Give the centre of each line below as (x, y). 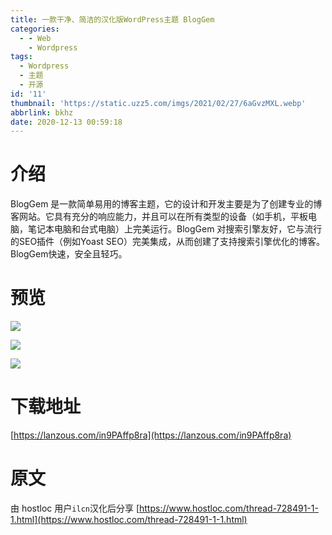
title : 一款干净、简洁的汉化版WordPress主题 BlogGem (112, 19)
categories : (35, 29)
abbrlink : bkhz (42, 112)
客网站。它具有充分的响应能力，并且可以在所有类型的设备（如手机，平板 (159, 217)
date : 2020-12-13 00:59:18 (66, 122)
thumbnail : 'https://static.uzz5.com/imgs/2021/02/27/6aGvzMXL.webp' (158, 103)
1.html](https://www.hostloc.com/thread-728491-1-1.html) (129, 519)
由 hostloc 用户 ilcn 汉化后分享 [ (75, 508)
